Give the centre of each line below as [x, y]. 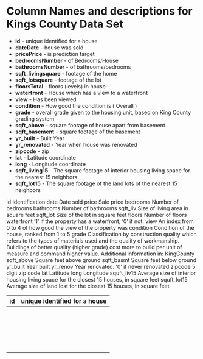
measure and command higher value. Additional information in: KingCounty [101, 254]
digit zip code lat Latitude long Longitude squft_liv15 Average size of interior [101, 273]
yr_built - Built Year [40, 138]
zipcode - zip [32, 151]
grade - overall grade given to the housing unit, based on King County [103, 112]
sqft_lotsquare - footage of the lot [58, 80]
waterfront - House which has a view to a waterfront [81, 93]
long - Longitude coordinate [50, 164]
